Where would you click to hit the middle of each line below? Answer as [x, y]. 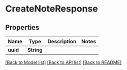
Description [62, 42]
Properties [22, 27]
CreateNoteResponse [52, 9]
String [35, 50]
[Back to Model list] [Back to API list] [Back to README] [63, 62]
